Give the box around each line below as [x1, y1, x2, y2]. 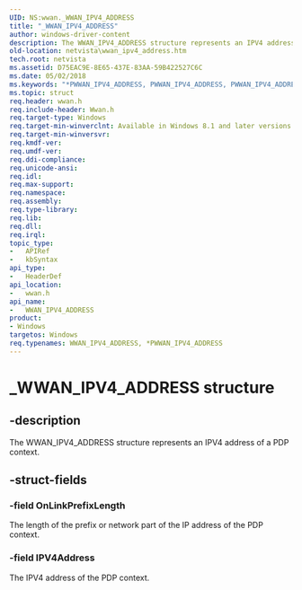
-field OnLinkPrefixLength [9, 499, 126, 512]
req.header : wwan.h [9, 96, 83, 106]
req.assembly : [9, 197, 63, 207]
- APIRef [9, 247, 50, 256]
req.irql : [9, 230, 47, 239]
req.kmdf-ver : [9, 138, 63, 147]
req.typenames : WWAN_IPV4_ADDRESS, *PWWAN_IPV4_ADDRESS [9, 339, 223, 348]
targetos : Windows [9, 330, 78, 339]
